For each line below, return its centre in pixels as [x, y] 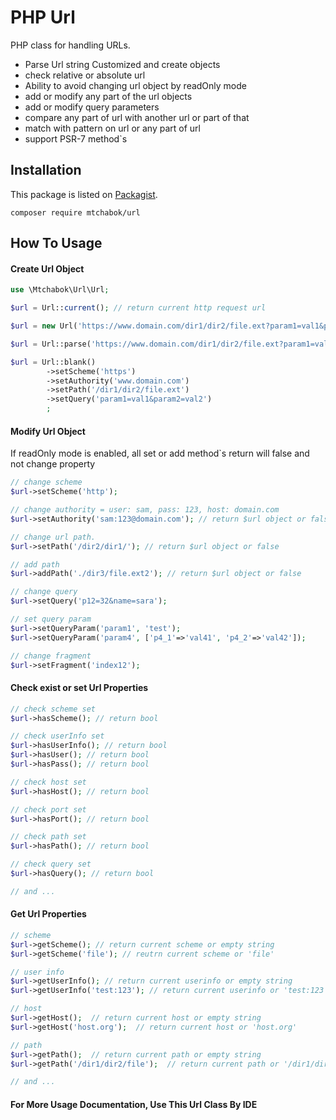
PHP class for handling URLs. [70, 45]
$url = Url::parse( [51, 344]
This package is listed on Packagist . [84, 194]
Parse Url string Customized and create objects [122, 64]
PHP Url [43, 17]
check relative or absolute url [85, 75]
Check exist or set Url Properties [79, 688]
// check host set [48, 782]
